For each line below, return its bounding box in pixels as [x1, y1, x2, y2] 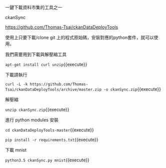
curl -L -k [5, 82, 28, 87]
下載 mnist [5, 147, 26, 153]
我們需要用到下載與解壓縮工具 [5, 52, 66, 57]
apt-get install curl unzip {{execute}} [5, 62, 87, 67]
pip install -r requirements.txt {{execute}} [5, 137, 98, 142]
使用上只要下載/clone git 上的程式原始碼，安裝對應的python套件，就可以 [5, 35, 154, 40]
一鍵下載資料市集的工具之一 [5, 5, 62, 10]
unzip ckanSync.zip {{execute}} [5, 107, 69, 112]
